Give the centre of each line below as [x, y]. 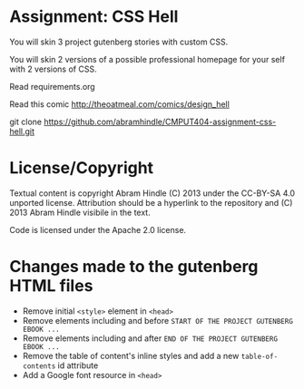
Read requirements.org [52, 86]
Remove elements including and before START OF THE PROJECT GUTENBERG [157, 320]
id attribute [78, 365]
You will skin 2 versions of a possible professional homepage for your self [147, 59]
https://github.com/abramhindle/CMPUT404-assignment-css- [160, 122]
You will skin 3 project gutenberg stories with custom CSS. [119, 42]
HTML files [51, 286]
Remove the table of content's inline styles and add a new [131, 355]
